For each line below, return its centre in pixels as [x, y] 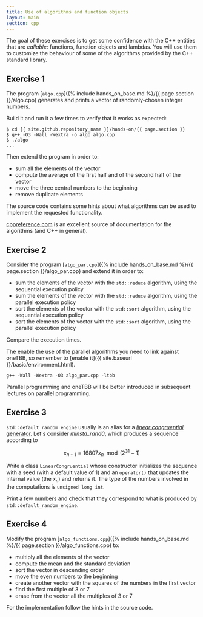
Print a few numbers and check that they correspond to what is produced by [101, 498]
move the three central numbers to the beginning [76, 188]
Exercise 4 [27, 524]
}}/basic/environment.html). [41, 364]
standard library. [27, 60]
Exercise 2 [26, 250]
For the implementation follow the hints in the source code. [80, 607]
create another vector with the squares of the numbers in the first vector [105, 583]
